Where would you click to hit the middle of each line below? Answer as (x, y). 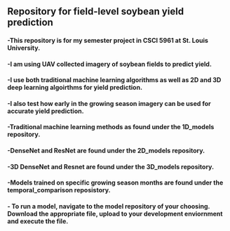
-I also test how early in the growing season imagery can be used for (109, 103)
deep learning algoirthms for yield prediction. (75, 88)
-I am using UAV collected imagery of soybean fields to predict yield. (110, 64)
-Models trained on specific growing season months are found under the (115, 183)
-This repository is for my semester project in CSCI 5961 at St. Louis (108, 40)
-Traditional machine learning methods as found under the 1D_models (111, 127)
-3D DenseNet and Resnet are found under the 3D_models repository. (111, 166)
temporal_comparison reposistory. (59, 190)
